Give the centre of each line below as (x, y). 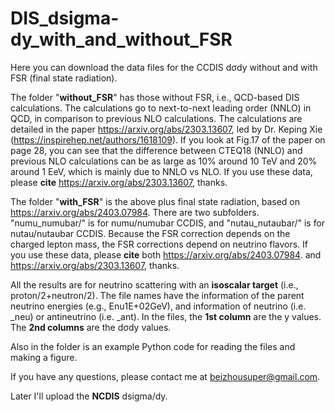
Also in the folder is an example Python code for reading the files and (153, 346)
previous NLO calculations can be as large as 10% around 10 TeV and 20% (164, 161)
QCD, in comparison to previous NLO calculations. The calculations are (156, 118)
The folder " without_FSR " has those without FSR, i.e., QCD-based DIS (155, 97)
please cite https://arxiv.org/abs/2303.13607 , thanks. (119, 182)
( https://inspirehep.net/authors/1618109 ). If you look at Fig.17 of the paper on (168, 139)
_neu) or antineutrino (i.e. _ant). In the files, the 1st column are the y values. (166, 316)
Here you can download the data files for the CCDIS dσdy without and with (164, 67)
